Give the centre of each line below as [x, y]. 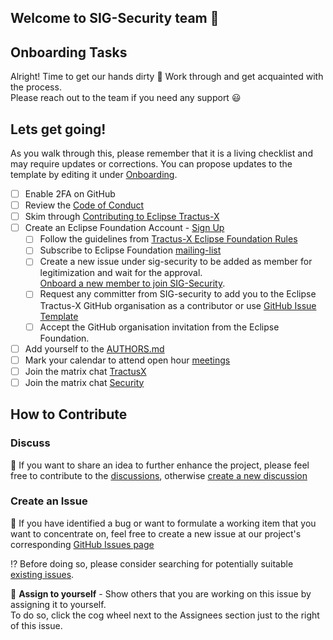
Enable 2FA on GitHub [70, 194]
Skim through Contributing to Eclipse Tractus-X [122, 217]
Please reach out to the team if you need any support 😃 [126, 98]
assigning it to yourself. [58, 604]
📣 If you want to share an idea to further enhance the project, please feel [160, 465]
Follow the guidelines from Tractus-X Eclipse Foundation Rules [168, 239]
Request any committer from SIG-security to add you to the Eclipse [178, 294]
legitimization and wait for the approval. [121, 273]
